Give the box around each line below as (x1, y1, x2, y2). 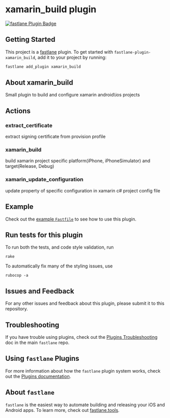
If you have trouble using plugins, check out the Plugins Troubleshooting (5, 334, 158, 340)
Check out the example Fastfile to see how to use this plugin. (5, 216, 137, 222)
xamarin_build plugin (5, 4, 96, 15)
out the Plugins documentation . (5, 373, 71, 379)
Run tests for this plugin (5, 231, 83, 239)
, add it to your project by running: (35, 54, 107, 60)
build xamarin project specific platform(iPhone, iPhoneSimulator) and (5, 158, 151, 164)
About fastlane (5, 388, 55, 397)
